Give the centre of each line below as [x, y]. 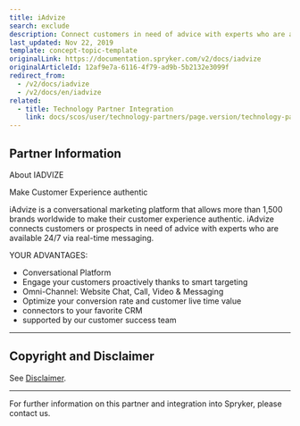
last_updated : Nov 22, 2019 [62, 42]
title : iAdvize [37, 17]
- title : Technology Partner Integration [96, 109]
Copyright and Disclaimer [82, 357]
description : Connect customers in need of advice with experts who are [147, 34]
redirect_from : [37, 76]
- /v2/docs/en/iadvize [59, 92]
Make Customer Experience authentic [79, 192]
